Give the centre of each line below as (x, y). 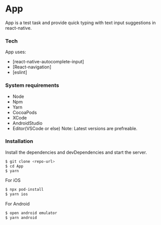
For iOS (13, 180)
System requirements (32, 85)
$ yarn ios (17, 194)
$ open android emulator (31, 213)
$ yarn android (21, 218)
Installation (19, 141)
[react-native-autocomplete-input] (48, 62)
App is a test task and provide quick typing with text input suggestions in (80, 23)
